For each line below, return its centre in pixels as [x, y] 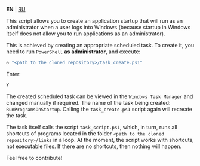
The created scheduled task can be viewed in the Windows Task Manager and [100, 96]
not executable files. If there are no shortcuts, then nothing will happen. [94, 146]
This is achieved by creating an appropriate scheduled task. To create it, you [100, 45]
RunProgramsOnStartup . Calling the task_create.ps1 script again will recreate [99, 109]
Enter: [13, 74]
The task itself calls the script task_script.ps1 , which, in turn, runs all [92, 127]
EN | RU [16, 9]
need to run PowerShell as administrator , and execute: [73, 52]
